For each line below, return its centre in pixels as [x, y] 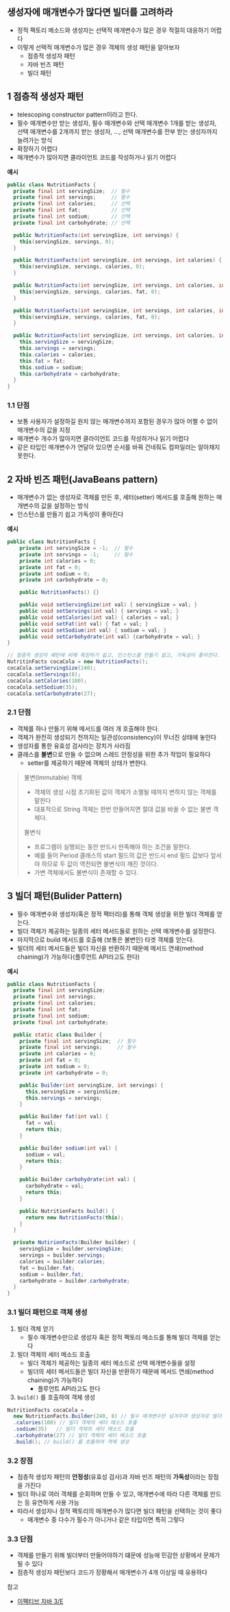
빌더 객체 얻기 [35, 1328]
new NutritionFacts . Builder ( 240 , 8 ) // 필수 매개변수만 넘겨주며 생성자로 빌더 [118, 1416]
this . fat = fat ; [43, 361]
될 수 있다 [30, 1564]
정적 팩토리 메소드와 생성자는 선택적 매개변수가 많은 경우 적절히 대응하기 [113, 30]
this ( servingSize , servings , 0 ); [67, 242]
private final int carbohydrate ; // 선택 [72, 223]
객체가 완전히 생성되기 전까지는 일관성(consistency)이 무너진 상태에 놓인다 [117, 737]
